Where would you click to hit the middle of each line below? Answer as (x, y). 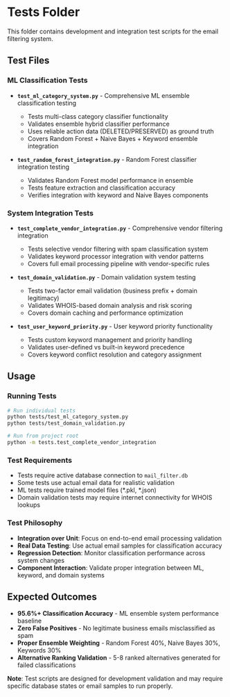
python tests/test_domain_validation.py (67, 424)
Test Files (28, 61)
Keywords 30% (39, 650)
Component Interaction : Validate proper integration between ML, (110, 568)
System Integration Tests (50, 213)
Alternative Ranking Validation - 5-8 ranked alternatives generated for (118, 658)
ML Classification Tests (47, 81)
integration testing (43, 167)
